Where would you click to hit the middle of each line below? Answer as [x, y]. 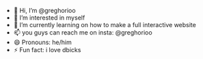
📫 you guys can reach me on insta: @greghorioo [83, 33]
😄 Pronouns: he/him [42, 42]
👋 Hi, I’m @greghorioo [45, 11]
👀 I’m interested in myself [49, 18]
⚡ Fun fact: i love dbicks [47, 50]
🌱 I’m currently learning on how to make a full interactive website [105, 25]
